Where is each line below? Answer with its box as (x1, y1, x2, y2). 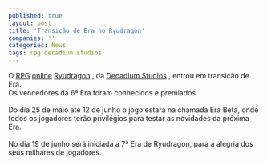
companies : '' (8, 34, 56, 42)
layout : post (8, 19, 52, 27)
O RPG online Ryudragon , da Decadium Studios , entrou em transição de (8, 71, 250, 80)
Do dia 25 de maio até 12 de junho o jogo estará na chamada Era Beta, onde (8, 105, 259, 115)
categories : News (8, 42, 67, 50)
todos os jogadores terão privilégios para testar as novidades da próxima (8, 114, 250, 123)
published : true (8, 11, 63, 20)
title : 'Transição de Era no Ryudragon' (8, 26, 146, 34)
